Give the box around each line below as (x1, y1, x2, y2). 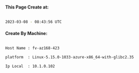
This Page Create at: (5, 4, 49, 10)
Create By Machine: (5, 30, 48, 36)
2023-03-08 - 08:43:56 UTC (5, 19, 62, 24)
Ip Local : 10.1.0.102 (5, 64, 55, 69)
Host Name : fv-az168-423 (5, 45, 59, 51)
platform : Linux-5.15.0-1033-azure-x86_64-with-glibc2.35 (5, 55, 134, 60)
